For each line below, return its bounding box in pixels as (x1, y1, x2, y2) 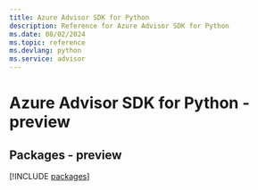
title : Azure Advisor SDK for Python (9, 12, 150, 22)
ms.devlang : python (9, 46, 82, 55)
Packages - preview (9, 147, 122, 162)
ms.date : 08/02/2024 (9, 29, 87, 38)
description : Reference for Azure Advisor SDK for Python (9, 21, 229, 30)
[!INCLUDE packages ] (9, 171, 90, 181)
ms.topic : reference (9, 37, 87, 47)
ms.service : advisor (9, 54, 87, 63)
